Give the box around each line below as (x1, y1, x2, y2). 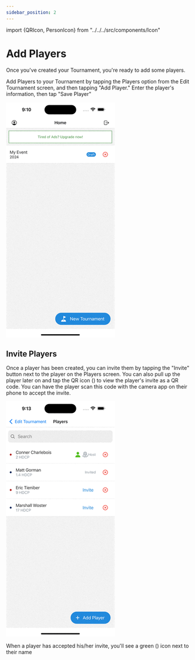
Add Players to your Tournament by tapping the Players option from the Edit (6, 78, 190, 85)
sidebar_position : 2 (6, 9, 57, 15)
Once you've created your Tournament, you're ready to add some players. (6, 66, 186, 74)
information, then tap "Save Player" (6, 90, 92, 97)
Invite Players (6, 349, 58, 359)
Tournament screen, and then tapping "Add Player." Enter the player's (6, 84, 174, 91)
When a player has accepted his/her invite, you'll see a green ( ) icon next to (6, 642, 189, 649)
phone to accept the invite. (6, 389, 71, 396)
